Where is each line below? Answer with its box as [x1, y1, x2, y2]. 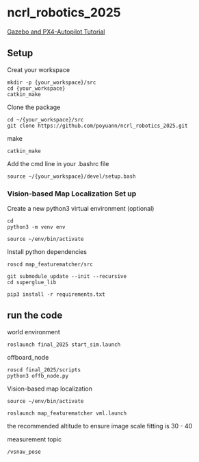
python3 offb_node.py [7, 372, 69, 379]
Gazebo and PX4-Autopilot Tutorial [7, 27, 105, 36]
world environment [7, 327, 60, 336]
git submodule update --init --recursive [7, 273, 127, 280]
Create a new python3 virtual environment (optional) [7, 205, 155, 213]
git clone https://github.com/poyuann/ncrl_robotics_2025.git [7, 122, 188, 129]
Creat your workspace [7, 65, 70, 73]
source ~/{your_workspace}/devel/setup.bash [7, 173, 136, 180]
